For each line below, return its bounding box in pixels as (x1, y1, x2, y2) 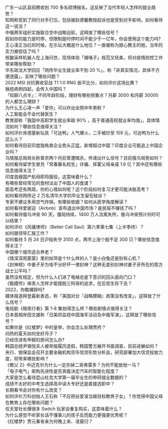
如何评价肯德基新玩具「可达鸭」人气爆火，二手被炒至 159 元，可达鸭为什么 (5, 130, 159, 135)
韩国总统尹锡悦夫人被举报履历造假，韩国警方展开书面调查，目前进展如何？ (5, 343, 158, 349)
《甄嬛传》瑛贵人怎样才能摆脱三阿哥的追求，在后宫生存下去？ (5, 280, 132, 286)
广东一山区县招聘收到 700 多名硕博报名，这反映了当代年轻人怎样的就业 (5, 5, 151, 10)
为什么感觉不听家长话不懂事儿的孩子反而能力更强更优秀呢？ (5, 412, 128, 418)
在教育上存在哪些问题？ (5, 399, 53, 405)
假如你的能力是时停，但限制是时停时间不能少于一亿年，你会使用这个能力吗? (5, 36, 161, 42)
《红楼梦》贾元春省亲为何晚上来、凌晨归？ (5, 418, 93, 424)
